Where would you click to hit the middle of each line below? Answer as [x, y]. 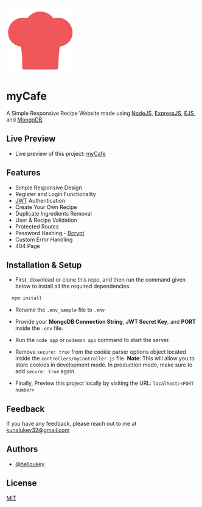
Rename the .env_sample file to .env [60, 310]
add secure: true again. [45, 371]
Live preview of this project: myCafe [61, 153]
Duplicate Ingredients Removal [54, 213]
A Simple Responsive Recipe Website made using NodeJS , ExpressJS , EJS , [101, 113]
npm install [27, 298]
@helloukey [30, 464]
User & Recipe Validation [46, 220]
